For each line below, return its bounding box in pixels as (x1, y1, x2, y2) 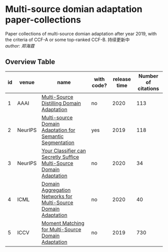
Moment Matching (41, 219, 84, 226)
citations (137, 85, 159, 92)
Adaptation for (41, 126, 75, 133)
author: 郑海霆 (5, 42, 35, 48)
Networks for (41, 192, 72, 199)
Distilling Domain (41, 99, 81, 106)
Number (138, 72, 158, 79)
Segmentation (41, 139, 74, 146)
